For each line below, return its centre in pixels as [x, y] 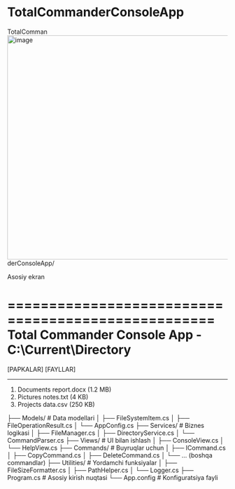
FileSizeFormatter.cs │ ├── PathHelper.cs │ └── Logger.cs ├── [100, 470]
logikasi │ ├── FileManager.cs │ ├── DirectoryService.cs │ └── [101, 433]
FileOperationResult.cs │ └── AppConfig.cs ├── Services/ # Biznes [106, 425]
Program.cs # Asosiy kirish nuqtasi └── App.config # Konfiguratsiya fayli [113, 477]
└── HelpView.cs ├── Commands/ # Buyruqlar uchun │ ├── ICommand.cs [116, 448]
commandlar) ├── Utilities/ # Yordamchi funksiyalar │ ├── [92, 462]
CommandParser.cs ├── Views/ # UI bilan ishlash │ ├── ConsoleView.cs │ [116, 440]
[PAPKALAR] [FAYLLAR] [42, 369]
